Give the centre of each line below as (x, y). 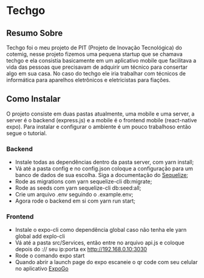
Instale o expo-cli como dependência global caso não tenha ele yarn (101, 230)
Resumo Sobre (35, 33)
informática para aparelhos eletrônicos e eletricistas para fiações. (88, 80)
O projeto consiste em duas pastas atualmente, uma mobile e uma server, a (100, 114)
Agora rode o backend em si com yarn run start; (75, 201)
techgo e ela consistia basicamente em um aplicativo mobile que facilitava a (101, 61)
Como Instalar (33, 99)
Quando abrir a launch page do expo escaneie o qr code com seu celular (106, 262)
